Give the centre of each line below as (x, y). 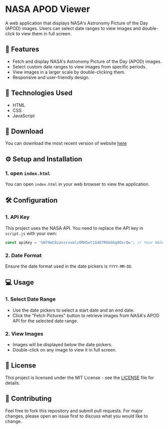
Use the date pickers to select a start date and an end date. (73, 310)
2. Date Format (23, 255)
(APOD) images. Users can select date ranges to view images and (73, 28)
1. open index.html (28, 173)
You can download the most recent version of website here (66, 143)
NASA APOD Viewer (48, 9)
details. (13, 383)
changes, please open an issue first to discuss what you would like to (77, 416)
